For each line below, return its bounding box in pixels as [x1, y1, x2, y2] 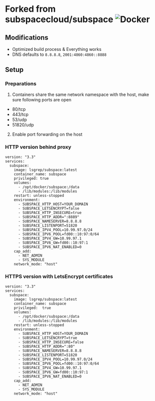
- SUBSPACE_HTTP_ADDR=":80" [18, 344, 76, 349]
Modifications [5, 33, 49, 42]
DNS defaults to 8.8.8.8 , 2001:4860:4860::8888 [12, 51, 107, 57]
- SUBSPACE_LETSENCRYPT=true [18, 335, 77, 341]
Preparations [5, 80, 37, 87]
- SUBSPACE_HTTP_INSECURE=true [18, 210, 82, 215]
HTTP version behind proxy [5, 143, 72, 150]
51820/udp [12, 121, 34, 128]
